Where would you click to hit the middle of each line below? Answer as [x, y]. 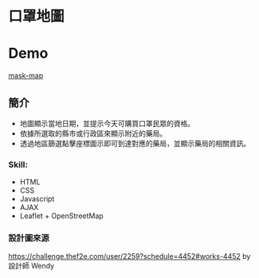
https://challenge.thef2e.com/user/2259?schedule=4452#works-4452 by [129, 256]
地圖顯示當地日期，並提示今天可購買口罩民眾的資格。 [107, 123]
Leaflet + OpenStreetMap [61, 216]
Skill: [18, 165]
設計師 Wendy [31, 265]
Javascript [37, 199]
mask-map [26, 76]
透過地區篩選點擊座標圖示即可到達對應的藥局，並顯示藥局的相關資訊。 [135, 143]
